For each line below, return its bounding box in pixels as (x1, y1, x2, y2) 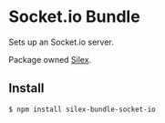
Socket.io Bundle (8, 6, 140, 27)
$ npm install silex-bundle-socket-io (8, 105, 156, 114)
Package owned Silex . (8, 54, 92, 65)
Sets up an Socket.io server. (8, 36, 115, 47)
